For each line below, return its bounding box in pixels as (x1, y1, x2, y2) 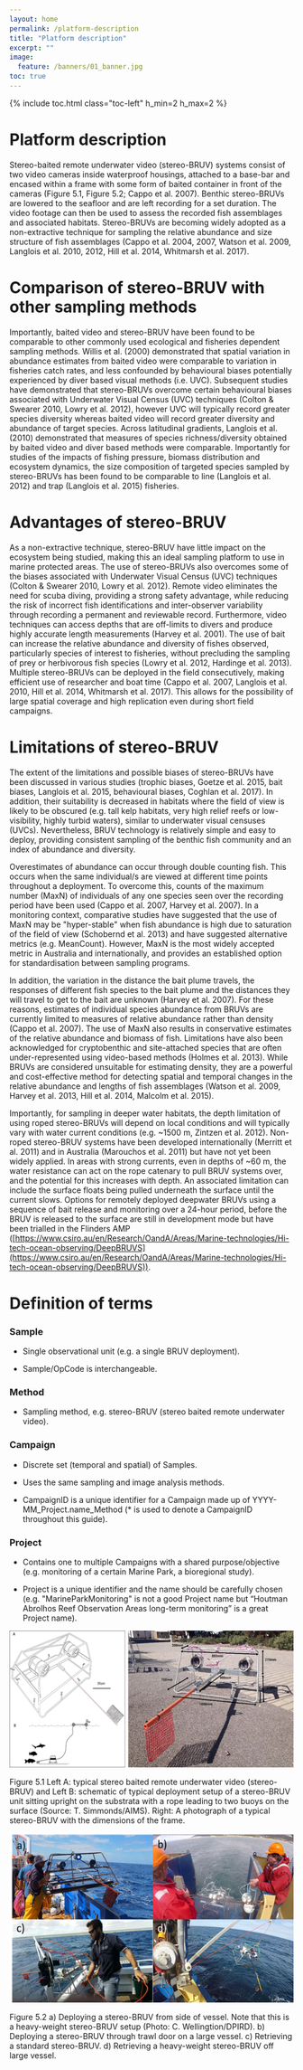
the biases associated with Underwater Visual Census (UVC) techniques (9, 571, 278, 581)
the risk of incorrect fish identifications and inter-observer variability (9, 600, 263, 610)
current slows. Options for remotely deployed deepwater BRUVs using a (9, 1194, 277, 1205)
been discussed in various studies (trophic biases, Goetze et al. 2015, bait (9, 776, 283, 787)
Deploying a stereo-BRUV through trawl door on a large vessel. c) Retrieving (9, 2031, 293, 2042)
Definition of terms (9, 1293, 153, 1313)
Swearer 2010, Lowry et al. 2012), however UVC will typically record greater (9, 403, 290, 414)
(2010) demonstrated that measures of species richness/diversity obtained (9, 432, 287, 443)
